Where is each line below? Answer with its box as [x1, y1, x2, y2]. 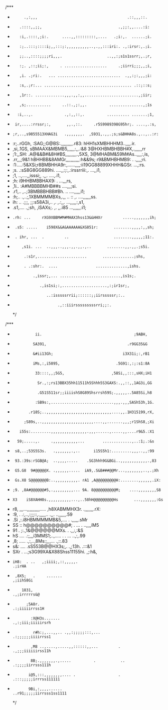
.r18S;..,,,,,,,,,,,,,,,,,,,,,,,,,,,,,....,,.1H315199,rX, [28, 410, 154, 415]
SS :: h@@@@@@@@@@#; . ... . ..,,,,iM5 [12, 522, 99, 528]
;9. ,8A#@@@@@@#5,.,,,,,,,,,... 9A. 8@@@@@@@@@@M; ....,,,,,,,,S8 [12, 488, 161, 493]
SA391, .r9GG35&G [33, 341, 148, 346]
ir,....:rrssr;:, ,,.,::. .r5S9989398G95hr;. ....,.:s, [15, 122, 156, 127]
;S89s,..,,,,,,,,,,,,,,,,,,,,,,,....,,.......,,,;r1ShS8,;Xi [24, 419, 154, 424]
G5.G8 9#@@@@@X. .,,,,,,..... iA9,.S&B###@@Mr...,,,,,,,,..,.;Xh [15, 468, 159, 473]
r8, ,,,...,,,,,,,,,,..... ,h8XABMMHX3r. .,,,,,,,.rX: [12, 506, 101, 512]
